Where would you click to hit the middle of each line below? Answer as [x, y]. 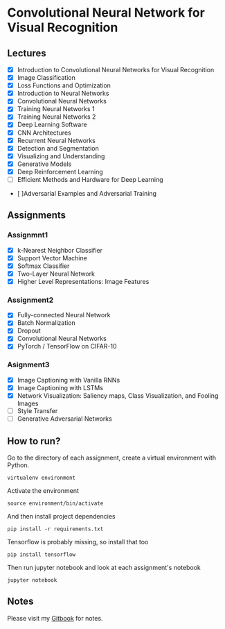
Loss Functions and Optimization [64, 85]
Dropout [29, 330]
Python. [18, 465]
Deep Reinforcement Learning [60, 171]
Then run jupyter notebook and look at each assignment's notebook [104, 567]
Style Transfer [37, 411]
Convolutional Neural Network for [106, 13]
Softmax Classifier [43, 266]
